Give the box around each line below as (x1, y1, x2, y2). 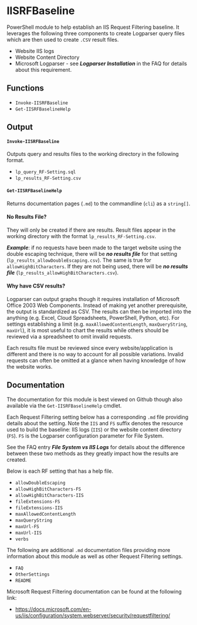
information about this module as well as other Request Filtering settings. (6, 553, 184, 560)
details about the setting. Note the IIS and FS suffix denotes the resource (6, 419, 184, 427)
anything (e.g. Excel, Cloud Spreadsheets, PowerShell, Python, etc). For (6, 314, 180, 321)
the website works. (6, 363, 53, 370)
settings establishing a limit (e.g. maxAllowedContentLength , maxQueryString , (6, 320, 188, 327)
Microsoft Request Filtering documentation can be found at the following (6, 588, 182, 595)
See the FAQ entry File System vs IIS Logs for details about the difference (6, 443, 185, 450)
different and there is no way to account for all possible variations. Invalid (6, 350, 184, 357)
